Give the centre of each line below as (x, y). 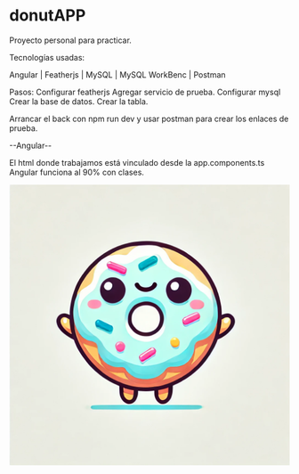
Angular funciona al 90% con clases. (77, 172)
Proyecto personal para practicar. (70, 40)
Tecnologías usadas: (47, 57)
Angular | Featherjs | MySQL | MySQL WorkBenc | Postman (117, 74)
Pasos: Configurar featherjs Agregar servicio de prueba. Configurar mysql (145, 92)
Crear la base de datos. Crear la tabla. (79, 101)
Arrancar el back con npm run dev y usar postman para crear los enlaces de (149, 118)
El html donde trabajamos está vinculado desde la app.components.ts (137, 162)
